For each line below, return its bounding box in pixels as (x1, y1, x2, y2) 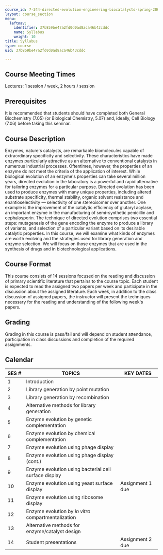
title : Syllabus (5, 39, 38, 44)
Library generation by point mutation (26, 386, 109, 393)
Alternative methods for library (26, 402, 96, 409)
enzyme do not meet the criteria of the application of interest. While (5, 168, 141, 174)
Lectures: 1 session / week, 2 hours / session (5, 83, 95, 89)
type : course (5, 43, 32, 48)
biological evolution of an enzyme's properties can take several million (5, 173, 146, 179)
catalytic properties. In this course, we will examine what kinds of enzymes (5, 230, 155, 236)
